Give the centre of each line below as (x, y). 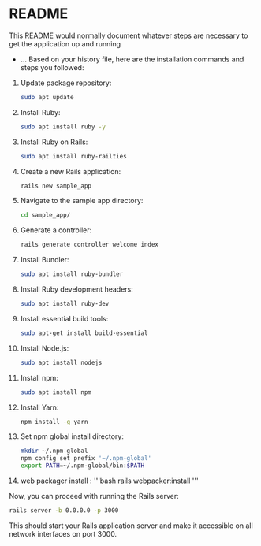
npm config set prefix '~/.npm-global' (86, 459)
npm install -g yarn (54, 422)
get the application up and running (65, 43)
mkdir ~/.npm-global (54, 451)
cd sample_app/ (45, 215)
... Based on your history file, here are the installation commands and (132, 59)
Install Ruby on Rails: (54, 142)
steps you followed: (52, 67)
